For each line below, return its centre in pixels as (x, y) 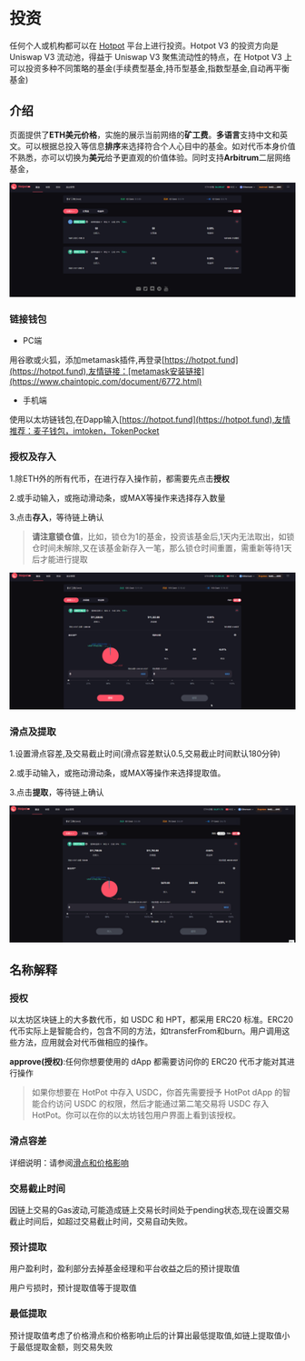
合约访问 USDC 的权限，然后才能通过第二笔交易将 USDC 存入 (154, 1104)
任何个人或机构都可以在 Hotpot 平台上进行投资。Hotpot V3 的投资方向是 (144, 45)
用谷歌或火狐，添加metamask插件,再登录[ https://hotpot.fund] (124, 360)
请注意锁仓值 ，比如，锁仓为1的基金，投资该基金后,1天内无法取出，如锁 (163, 536)
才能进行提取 (64, 559)
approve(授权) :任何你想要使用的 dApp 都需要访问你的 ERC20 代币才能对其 (148, 1062)
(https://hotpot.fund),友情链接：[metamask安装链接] (107, 371)
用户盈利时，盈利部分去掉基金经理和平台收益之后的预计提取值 (125, 1268)
